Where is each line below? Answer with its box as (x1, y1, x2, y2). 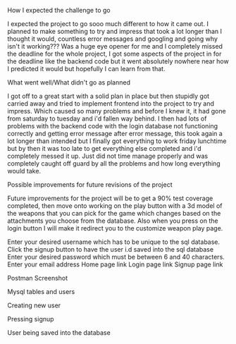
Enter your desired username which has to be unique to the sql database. (7, 238, 221, 246)
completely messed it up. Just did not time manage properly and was (7, 152, 209, 160)
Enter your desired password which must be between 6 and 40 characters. (7, 253, 225, 261)
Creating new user (7, 301, 61, 309)
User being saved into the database (7, 328, 111, 337)
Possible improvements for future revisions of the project (7, 180, 173, 189)
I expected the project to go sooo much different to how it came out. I (7, 20, 209, 27)
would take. (7, 167, 41, 175)
